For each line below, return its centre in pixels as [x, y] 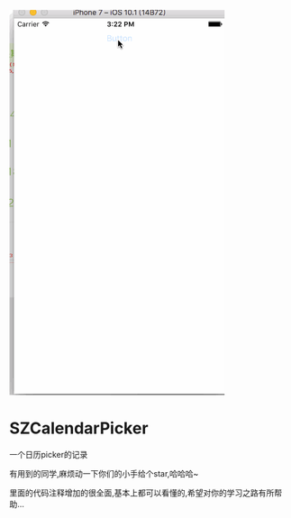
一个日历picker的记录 [49, 454]
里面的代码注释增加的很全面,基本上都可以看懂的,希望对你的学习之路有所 [142, 493]
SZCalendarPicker [79, 428]
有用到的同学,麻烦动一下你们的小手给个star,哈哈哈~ [104, 473]
